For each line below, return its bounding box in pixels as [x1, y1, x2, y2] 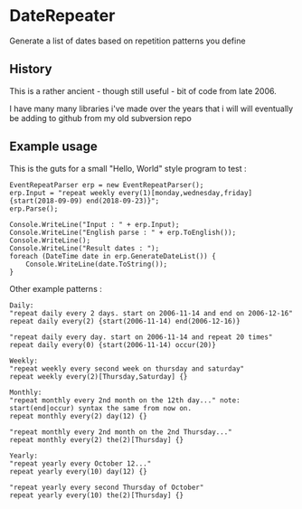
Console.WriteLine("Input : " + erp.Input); [9, 220, 180, 229]
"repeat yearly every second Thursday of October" [9, 483, 204, 492]
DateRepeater [9, 5, 116, 26]
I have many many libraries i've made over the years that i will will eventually [9, 103, 294, 114]
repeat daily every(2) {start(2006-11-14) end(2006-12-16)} [9, 316, 241, 325]
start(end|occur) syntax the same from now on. [9, 403, 193, 412]
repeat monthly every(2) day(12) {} [9, 411, 147, 420]
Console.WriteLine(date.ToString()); [25, 259, 168, 269]
